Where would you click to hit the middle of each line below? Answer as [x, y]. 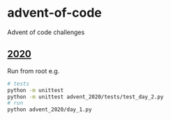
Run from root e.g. [34, 70]
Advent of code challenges [46, 32]
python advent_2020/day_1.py [50, 110]
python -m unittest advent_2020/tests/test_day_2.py [85, 97]
